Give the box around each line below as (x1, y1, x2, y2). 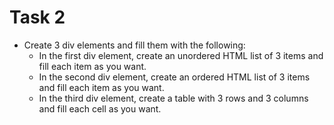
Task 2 (9, 6, 66, 29)
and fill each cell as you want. (38, 102, 162, 115)
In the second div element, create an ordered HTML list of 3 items (38, 71, 311, 83)
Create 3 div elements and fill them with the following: (23, 39, 246, 51)
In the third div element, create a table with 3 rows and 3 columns (38, 92, 309, 104)
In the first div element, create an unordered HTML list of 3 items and (38, 49, 324, 61)
